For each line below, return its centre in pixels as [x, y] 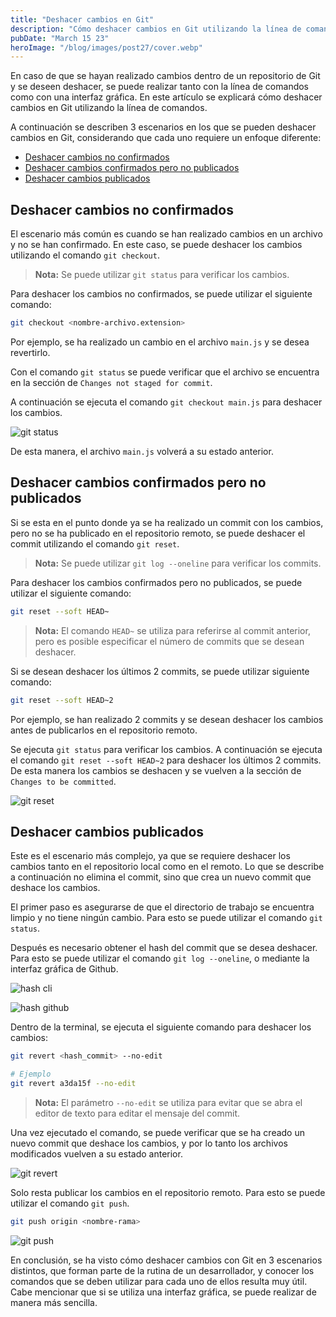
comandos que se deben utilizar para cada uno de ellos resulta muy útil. [159, 1281]
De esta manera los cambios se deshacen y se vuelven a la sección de [156, 770]
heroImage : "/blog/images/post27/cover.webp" [106, 47]
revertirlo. [30, 352]
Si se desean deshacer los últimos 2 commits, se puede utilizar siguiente [160, 671]
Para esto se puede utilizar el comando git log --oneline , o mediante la [160, 958]
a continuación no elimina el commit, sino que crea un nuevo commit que [161, 877]
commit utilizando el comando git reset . [95, 543]
